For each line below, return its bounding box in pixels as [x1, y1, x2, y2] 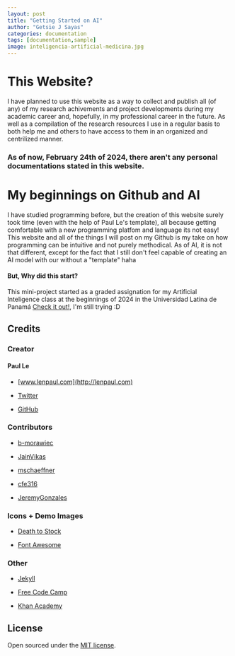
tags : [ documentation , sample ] [7, 37, 97, 44]
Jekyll [17, 574, 35, 583]
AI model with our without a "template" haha [7, 255, 137, 264]
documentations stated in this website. [7, 160, 145, 170]
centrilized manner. [7, 134, 64, 143]
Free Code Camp [17, 588, 68, 597]
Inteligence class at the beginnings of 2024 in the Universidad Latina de [7, 295, 217, 303]
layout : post [7, 10, 46, 18]
